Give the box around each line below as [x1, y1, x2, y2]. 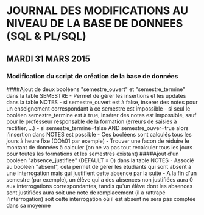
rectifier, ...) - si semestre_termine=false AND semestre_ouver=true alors [6, 124, 189, 131]
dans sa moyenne [6, 202, 51, 209]
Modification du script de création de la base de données [6, 72, 178, 80]
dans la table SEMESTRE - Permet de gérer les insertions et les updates [6, 92, 186, 99]
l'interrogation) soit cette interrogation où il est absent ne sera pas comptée [6, 195, 196, 202]
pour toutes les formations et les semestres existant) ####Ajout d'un [6, 150, 179, 157]
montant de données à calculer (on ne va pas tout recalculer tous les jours [6, 143, 193, 151]
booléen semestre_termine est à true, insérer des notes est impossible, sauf [6, 111, 197, 118]
